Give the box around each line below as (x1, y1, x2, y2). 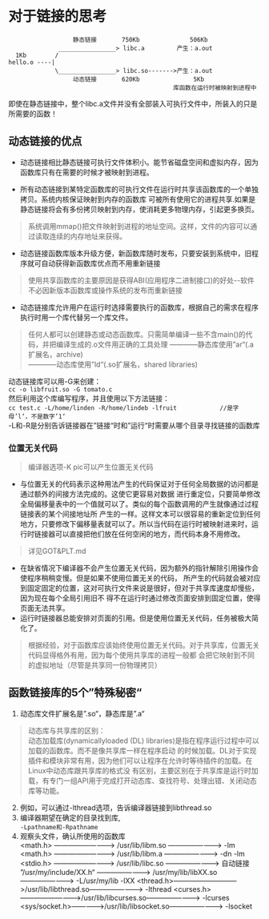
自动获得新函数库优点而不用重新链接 (41, 258, 161, 268)
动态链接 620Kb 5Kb (72, 75, 205, 83)
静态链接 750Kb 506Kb (72, 35, 208, 44)
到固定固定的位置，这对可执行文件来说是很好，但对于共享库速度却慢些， (19, 584, 259, 593)
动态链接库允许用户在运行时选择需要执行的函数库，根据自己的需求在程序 (19, 302, 259, 312)
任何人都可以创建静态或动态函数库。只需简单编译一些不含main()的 (27, 329, 246, 339)
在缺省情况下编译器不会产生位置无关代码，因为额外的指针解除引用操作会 (19, 564, 259, 573)
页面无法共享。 (19, 604, 70, 613)
